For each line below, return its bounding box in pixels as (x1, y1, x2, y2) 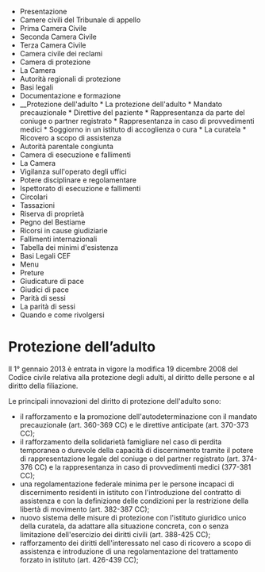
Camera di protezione (19, 57, 91, 67)
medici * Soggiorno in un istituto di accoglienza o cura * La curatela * (19, 125, 247, 134)
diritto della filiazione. (8, 381, 79, 390)
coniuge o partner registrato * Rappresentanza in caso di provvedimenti (19, 117, 255, 125)
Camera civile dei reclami (19, 49, 103, 58)
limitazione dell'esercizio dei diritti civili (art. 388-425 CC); (19, 529, 211, 539)
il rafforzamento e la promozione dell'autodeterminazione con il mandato (19, 412, 258, 421)
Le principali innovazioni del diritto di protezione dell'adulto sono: (8, 396, 221, 405)
